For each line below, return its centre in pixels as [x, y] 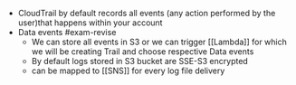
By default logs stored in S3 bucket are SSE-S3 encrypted [140, 61]
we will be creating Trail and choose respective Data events [143, 52]
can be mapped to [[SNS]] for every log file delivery [128, 71]
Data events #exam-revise [67, 32]
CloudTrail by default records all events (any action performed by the [147, 13]
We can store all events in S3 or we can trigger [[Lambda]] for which [159, 42]
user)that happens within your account [90, 23]
